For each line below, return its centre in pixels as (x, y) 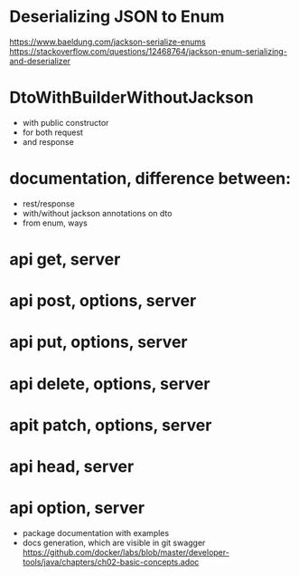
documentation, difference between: (150, 179)
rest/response (48, 203)
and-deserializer (40, 61)
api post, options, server (103, 301)
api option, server (77, 508)
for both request (53, 132)
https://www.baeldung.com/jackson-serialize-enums (107, 42)
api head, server (72, 466)
